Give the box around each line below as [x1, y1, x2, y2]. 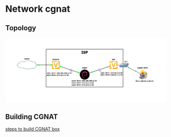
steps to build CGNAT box [5, 126, 60, 132]
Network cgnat [5, 3, 71, 15]
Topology [5, 24, 36, 32]
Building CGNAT [5, 112, 58, 121]
